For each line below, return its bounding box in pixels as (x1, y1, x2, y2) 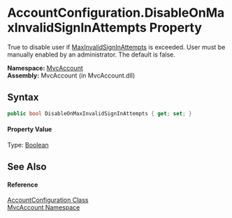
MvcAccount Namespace (7, 203, 80, 212)
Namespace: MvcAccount (7, 64, 84, 72)
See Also (7, 161, 47, 173)
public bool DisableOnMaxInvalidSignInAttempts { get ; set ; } (7, 110, 192, 117)
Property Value (7, 125, 52, 133)
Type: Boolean (7, 140, 49, 149)
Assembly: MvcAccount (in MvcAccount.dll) (7, 71, 136, 80)
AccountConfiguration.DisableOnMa (7, 5, 225, 21)
